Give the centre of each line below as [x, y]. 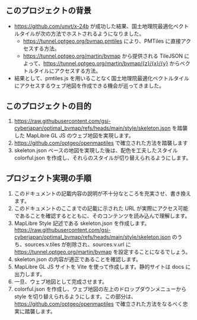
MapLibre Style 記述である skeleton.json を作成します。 [82, 223]
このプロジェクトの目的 [48, 106]
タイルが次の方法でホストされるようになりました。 [82, 33]
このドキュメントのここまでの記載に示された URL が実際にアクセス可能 [101, 208]
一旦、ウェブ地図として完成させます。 [61, 282]
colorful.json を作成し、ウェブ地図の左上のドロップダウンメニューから [100, 289]
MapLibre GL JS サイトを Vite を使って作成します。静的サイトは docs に [102, 267]
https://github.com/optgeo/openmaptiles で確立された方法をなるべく [99, 304]
